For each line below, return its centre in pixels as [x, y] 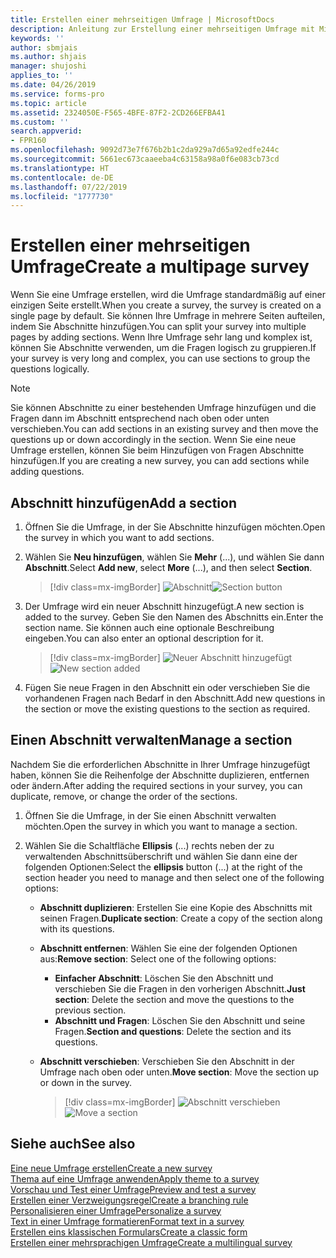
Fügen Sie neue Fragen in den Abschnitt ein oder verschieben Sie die [167, 687]
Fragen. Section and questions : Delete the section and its [173, 1031]
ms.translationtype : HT [60, 168]
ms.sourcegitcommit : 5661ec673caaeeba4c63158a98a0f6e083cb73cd [145, 159]
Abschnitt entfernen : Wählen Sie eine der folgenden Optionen [168, 948]
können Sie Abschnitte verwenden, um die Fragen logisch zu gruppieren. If [163, 348]
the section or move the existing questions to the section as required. [167, 709]
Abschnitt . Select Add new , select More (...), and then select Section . [168, 567]
